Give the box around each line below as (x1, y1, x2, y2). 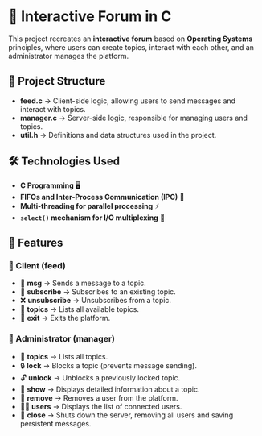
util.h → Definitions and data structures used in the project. (19, 130, 217, 139)
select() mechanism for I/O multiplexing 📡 (19, 213, 166, 222)
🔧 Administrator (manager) (8, 334, 115, 345)
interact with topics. (19, 104, 86, 114)
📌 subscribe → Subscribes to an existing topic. (19, 287, 177, 297)
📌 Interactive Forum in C (8, 7, 172, 26)
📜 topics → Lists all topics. (19, 351, 108, 361)
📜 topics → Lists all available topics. (19, 305, 139, 314)
